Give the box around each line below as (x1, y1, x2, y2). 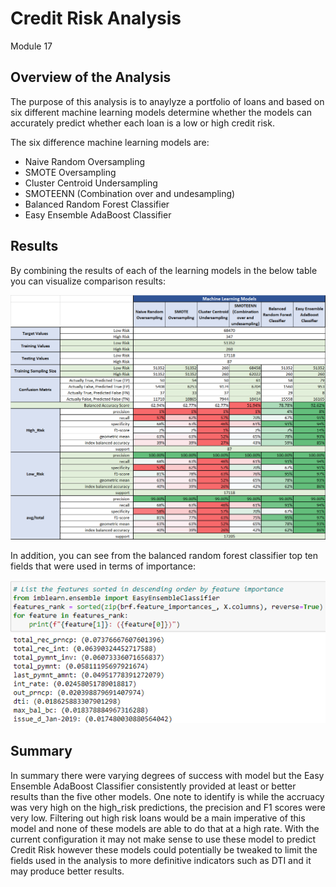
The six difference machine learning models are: (10, 136, 210, 148)
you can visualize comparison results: (10, 275, 166, 287)
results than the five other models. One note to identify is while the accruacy (10, 790, 325, 802)
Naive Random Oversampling (24, 155, 145, 167)
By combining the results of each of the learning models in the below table (10, 264, 318, 276)
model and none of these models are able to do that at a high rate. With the (10, 822, 320, 834)
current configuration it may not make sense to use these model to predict (10, 833, 317, 845)
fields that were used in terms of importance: (10, 560, 196, 572)
